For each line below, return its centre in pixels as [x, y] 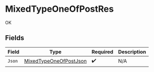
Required [102, 51]
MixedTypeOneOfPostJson [56, 61]
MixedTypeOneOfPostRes [59, 9]
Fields [15, 38]
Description [132, 51]
